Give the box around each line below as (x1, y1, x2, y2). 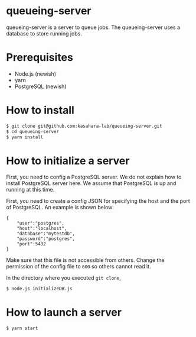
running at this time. (6, 186, 55, 193)
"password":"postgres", (17, 236, 76, 242)
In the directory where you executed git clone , (6, 274, 121, 281)
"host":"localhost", (17, 226, 67, 232)
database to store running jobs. (6, 30, 83, 37)
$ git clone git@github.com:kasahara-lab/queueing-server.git (6, 123, 162, 129)
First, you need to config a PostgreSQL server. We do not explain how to (6, 173, 182, 181)
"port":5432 (17, 241, 46, 247)
